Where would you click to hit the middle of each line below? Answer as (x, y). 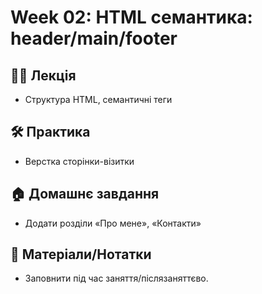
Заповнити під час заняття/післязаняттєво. (116, 278)
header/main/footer (94, 38)
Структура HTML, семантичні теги (98, 99)
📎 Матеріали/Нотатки (81, 254)
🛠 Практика (50, 132)
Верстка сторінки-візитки (79, 161)
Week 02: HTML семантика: (131, 17)
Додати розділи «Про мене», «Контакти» (113, 223)
